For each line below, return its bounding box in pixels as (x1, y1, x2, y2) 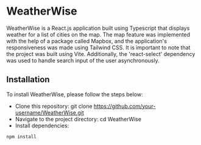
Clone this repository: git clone (15, 102, 93, 110)
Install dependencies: (15, 122, 69, 129)
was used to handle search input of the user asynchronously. (6, 57, 160, 64)
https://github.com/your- (93, 102, 156, 110)
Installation (6, 74, 50, 85)
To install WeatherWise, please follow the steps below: (6, 90, 143, 98)
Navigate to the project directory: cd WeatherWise (15, 115, 142, 122)
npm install (6, 133, 37, 140)
